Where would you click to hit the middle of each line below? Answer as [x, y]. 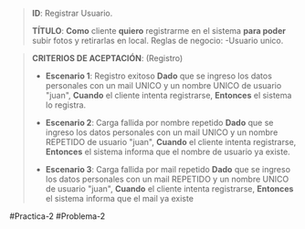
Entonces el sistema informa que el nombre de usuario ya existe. [168, 151]
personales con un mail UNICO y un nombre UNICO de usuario [163, 85]
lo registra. [66, 105]
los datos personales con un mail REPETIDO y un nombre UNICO [167, 179]
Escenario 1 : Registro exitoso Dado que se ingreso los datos [158, 76]
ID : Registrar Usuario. [72, 13]
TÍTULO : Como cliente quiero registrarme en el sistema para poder [158, 31]
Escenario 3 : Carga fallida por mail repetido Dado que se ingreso [168, 169]
